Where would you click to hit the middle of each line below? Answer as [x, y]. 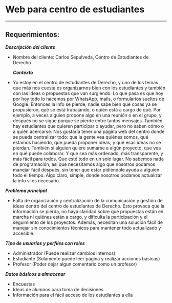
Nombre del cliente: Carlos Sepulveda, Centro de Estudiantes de [81, 57]
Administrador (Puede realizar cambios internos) [64, 253]
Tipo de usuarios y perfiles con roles [45, 243]
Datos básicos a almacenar [35, 274]
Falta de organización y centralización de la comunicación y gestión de [88, 200]
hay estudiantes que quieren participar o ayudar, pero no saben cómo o [88, 126]
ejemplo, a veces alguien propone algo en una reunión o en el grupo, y [87, 115]
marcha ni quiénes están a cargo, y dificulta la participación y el [80, 217]
